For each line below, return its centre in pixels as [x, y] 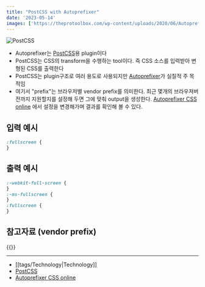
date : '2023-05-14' [31, 18]
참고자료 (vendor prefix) [51, 232]
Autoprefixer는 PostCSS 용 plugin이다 [61, 53]
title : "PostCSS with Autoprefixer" [53, 12]
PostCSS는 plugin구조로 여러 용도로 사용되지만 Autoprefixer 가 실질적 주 [101, 76]
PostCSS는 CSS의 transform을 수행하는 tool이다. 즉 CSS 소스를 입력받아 [103, 61]
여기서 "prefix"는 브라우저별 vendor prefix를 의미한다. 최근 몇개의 [94, 92]
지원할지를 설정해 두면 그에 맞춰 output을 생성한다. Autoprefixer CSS [114, 99]
